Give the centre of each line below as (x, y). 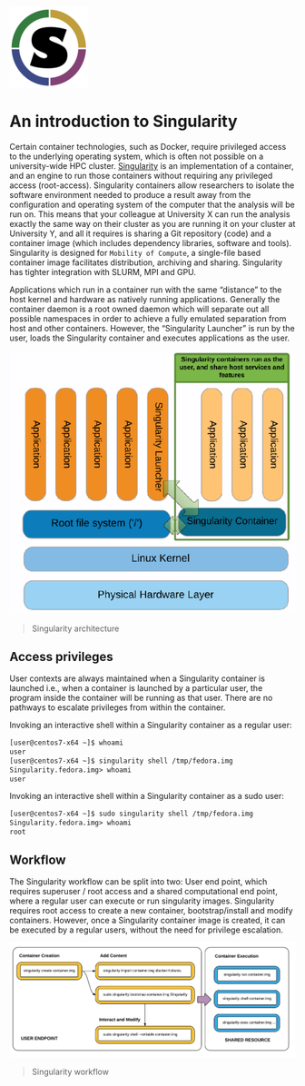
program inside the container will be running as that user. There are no (141, 698)
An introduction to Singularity (123, 122)
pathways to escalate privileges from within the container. (118, 707)
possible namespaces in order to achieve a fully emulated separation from (148, 318)
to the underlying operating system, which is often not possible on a (137, 156)
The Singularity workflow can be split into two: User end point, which (138, 882)
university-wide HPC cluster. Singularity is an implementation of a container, (152, 165)
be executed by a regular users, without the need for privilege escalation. (146, 930)
